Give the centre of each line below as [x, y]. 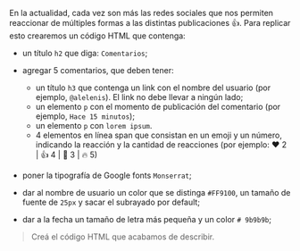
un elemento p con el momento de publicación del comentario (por [158, 107]
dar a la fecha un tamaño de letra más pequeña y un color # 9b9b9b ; [147, 219]
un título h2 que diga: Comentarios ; [85, 53]
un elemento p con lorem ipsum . [94, 125]
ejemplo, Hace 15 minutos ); [85, 116]
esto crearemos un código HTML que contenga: [97, 36]
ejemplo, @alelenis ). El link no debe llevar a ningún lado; [139, 97]
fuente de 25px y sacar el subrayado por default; [111, 202]
